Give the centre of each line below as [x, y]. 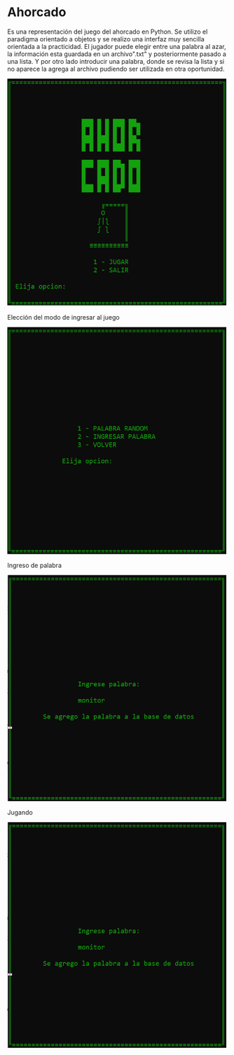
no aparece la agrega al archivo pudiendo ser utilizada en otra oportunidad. [116, 69]
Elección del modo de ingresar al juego [64, 318]
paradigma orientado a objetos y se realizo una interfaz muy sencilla [106, 39]
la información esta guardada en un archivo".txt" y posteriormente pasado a [117, 54]
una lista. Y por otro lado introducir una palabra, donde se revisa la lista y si [116, 61]
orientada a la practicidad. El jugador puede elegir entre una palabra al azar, [117, 46]
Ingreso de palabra [34, 566]
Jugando [20, 812]
